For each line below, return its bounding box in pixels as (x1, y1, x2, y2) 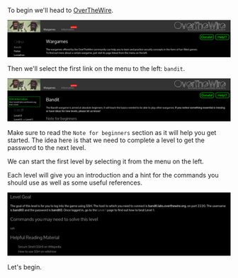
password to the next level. (7, 144, 86, 152)
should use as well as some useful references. (7, 178, 143, 187)
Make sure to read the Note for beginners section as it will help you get (7, 129, 217, 137)
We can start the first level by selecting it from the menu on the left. (7, 157, 204, 166)
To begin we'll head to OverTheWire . (7, 6, 114, 14)
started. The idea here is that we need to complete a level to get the (7, 136, 205, 144)
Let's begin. (7, 262, 42, 271)
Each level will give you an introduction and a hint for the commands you (7, 171, 219, 180)
